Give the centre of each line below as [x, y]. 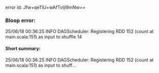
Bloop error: [20, 20]
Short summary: [23, 48]
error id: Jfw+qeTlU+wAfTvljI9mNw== [45, 7]
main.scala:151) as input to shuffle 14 [44, 37]
